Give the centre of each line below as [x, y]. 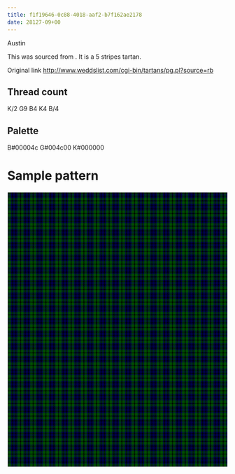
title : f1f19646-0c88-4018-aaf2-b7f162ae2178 [74, 15]
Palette [23, 130]
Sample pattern [53, 176]
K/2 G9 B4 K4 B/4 [33, 109]
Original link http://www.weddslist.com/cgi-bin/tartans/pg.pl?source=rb [111, 70]
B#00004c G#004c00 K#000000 [56, 148]
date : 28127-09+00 [34, 22]
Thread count [37, 92]
